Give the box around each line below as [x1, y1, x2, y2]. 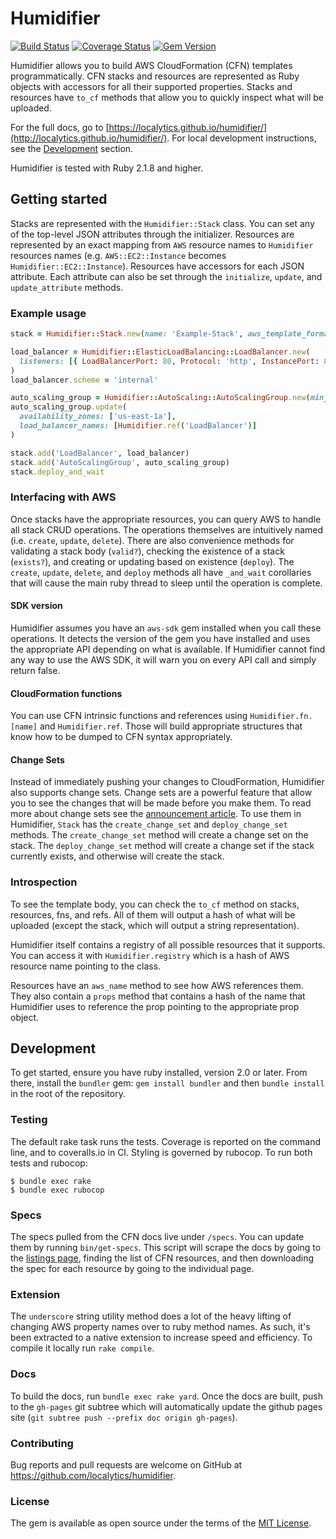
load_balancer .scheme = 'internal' [10, 375, 159, 385]
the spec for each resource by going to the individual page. [10, 1263, 255, 1275]
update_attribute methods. [10, 281, 124, 293]
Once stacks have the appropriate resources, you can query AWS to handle [10, 513, 322, 525]
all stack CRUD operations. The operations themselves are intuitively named [10, 523, 324, 536]
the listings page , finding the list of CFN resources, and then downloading [10, 1252, 315, 1264]
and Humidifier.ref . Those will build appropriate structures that [39, 720, 303, 732]
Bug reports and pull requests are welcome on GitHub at [10, 1458, 243, 1471]
